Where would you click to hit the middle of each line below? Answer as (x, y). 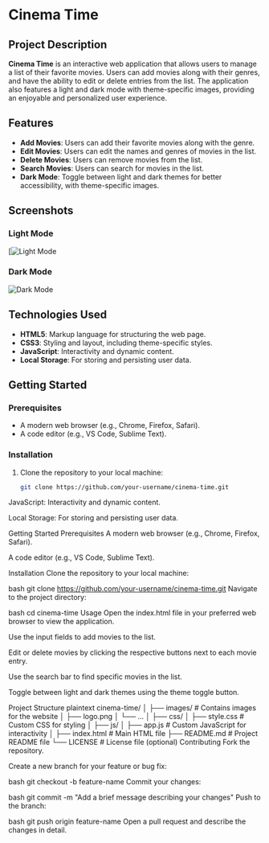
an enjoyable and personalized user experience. (88, 98)
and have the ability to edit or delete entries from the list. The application (128, 81)
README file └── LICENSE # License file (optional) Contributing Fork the (129, 742)
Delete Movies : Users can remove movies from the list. (111, 159)
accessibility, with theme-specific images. (90, 185)
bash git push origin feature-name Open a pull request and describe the (127, 821)
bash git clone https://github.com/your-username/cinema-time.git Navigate (133, 589)
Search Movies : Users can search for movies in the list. (112, 168)
